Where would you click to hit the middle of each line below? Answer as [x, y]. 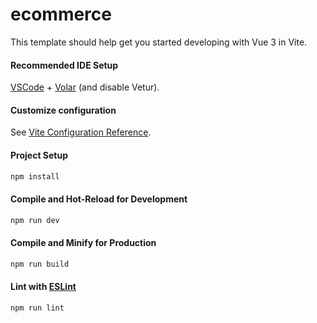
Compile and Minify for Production [83, 243]
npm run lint [37, 308]
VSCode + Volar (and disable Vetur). [85, 87]
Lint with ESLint [43, 287]
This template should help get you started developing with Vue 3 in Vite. [159, 42]
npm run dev [35, 220]
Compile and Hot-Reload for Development [99, 199]
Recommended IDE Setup [64, 65]
